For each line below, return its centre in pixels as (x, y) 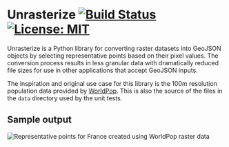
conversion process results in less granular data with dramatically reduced (113, 63)
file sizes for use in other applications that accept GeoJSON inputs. (102, 70)
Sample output (40, 120)
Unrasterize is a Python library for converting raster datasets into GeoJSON (114, 48)
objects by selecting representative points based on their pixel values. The (113, 56)
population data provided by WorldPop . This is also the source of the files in (115, 91)
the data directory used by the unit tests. (65, 98)
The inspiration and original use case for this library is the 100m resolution (112, 83)
